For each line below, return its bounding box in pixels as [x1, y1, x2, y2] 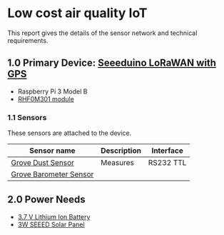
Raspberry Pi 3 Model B [17, 87, 88, 96]
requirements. [7, 36, 49, 44]
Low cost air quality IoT [7, 5, 148, 21]
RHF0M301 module [17, 94, 75, 103]
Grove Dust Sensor [11, 158, 75, 168]
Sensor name [29, 146, 76, 156]
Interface [151, 146, 183, 156]
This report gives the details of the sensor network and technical [7, 29, 198, 37]
